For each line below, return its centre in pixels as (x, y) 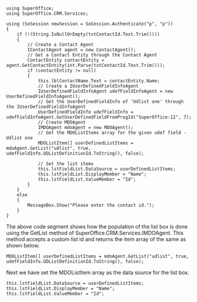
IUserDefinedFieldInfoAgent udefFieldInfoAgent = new (105, 91)
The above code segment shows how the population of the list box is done (97, 226)
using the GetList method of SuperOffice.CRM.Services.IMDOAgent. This (95, 233)
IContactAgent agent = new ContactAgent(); (82, 50)
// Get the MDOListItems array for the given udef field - (112, 133)
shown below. (23, 245)
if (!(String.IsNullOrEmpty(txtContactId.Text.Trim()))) (88, 34)
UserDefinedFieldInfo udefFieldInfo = (85, 112)
